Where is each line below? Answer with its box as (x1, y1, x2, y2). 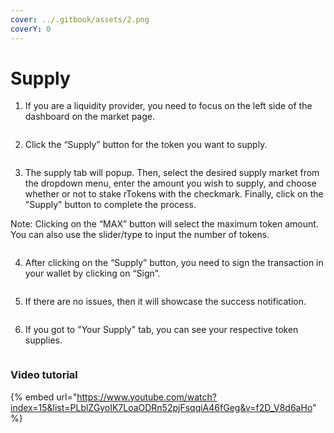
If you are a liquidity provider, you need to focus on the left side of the (24, 100, 313, 112)
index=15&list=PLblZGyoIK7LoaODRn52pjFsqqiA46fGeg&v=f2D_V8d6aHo (10, 401, 313, 413)
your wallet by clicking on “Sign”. (24, 267, 161, 280)
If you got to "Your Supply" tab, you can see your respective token (24, 324, 299, 336)
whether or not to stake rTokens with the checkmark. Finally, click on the (24, 188, 324, 200)
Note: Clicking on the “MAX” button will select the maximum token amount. (10, 218, 319, 230)
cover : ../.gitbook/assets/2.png (10, 14, 150, 25)
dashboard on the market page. (24, 111, 155, 123)
